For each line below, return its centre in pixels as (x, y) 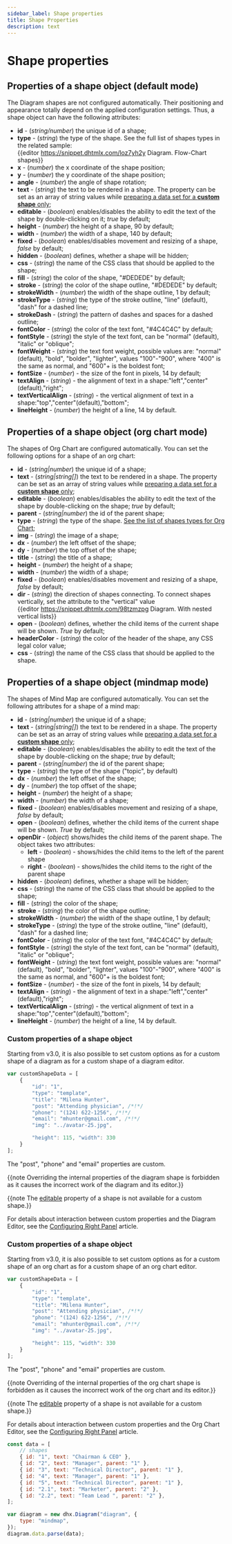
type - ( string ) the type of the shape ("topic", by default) (97, 771)
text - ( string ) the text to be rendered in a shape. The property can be (116, 190)
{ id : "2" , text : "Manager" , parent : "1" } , (85, 1464)
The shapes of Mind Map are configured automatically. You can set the (108, 699)
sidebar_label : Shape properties (55, 13)
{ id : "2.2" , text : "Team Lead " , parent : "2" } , (93, 1496)
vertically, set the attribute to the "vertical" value (86, 602)
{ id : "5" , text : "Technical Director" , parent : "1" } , (102, 1482)
